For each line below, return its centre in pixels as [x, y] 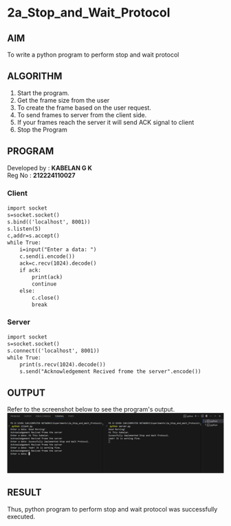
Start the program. [43, 93]
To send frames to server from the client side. [82, 114]
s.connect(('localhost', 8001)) [53, 351]
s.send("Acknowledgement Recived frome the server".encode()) [110, 372]
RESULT [24, 493]
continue [44, 284]
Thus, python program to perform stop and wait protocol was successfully [112, 509]
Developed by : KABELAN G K [50, 168]
